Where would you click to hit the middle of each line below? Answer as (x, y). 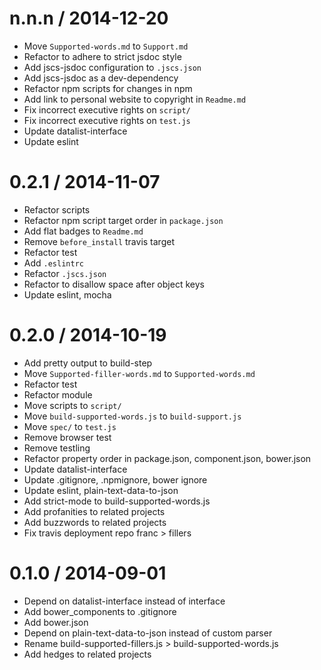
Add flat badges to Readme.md (83, 231)
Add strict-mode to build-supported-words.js (117, 501)
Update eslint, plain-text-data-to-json (101, 490)
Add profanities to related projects (94, 511)
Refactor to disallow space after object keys (114, 284)
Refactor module (58, 394)
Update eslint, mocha (67, 294)
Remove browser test (67, 437)
